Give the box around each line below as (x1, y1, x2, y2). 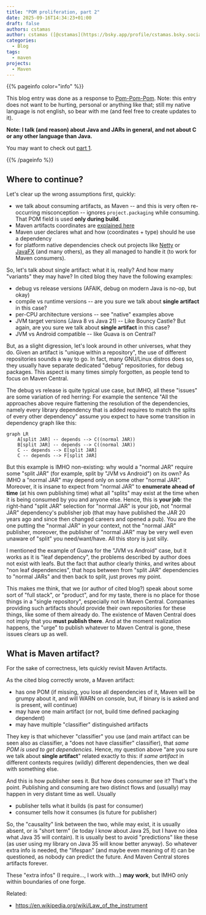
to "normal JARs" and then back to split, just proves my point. (6, 573, 162, 580)
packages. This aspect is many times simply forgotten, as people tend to (6, 369, 190, 376)
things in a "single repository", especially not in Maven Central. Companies (6, 598, 195, 605)
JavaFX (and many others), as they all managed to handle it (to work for (15, 248, 197, 255)
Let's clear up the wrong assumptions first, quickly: (6, 191, 136, 198)
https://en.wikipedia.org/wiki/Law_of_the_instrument (15, 902, 148, 909)
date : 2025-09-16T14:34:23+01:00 (6, 15, 92, 21)
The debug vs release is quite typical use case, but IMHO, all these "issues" (6, 387, 198, 394)
